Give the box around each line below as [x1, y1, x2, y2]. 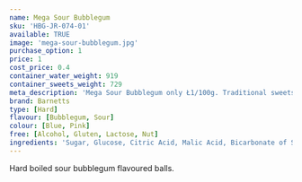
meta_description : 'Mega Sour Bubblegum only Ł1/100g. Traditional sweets [9, 88, 296, 97]
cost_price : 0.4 [9, 64, 70, 73]
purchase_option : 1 [9, 47, 83, 56]
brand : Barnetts [9, 96, 70, 106]
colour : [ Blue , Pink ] [9, 122, 91, 131]
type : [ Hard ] [9, 105, 58, 114]
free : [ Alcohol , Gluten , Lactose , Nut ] [9, 130, 159, 139]
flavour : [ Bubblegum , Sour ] [9, 113, 115, 122]
